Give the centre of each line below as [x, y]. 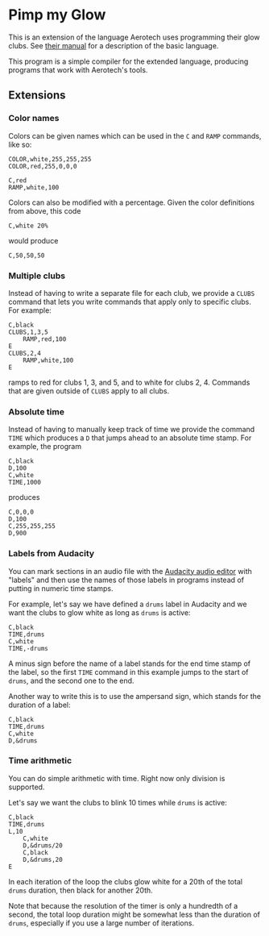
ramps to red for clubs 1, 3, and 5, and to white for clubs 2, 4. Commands [129, 382]
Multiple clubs [37, 276]
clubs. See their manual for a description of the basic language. [114, 45]
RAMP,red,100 [45, 339]
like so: [20, 144]
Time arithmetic [40, 761]
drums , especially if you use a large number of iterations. [101, 923]
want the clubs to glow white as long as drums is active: [99, 612]
